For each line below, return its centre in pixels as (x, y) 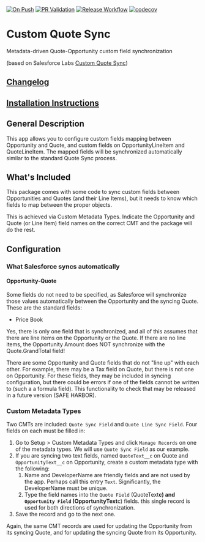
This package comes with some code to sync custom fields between (93, 192)
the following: (32, 469)
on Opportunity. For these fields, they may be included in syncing (89, 376)
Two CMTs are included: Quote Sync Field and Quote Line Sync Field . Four (102, 425)
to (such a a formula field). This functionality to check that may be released (101, 388)
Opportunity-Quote (32, 281)
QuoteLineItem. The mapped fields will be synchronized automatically (94, 151)
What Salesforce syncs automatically (63, 266)
